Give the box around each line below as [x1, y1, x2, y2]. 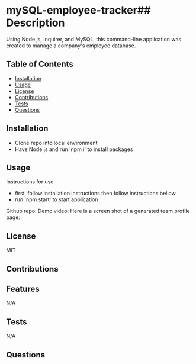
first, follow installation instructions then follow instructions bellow [14, 190, 176, 197]
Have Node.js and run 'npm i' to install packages [14, 146, 133, 153]
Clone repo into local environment [14, 139, 98, 146]
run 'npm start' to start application [14, 196, 99, 203]
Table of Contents [6, 59, 74, 69]
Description [6, 16, 65, 30]
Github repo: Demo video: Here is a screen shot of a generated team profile [6, 208, 191, 215]
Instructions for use [6, 178, 54, 185]
